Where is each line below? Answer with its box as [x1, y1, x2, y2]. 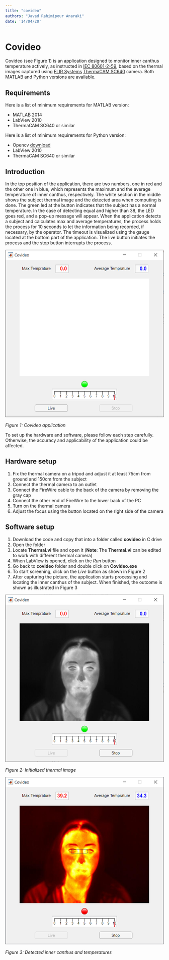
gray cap [12, 492, 31, 498]
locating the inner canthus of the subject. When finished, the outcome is [12, 579, 162, 585]
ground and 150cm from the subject [12, 476, 87, 482]
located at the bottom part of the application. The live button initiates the [5, 234, 155, 240]
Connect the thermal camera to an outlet [12, 481, 97, 487]
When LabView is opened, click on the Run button [12, 558, 116, 564]
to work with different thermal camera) [12, 552, 93, 558]
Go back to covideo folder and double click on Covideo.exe [12, 563, 137, 569]
